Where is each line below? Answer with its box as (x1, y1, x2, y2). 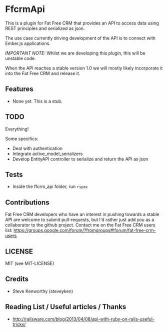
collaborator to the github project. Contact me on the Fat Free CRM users (5, 222, 156, 228)
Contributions (5, 198, 49, 206)
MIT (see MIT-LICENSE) (5, 260, 54, 266)
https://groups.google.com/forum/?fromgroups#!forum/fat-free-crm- (13, 227, 156, 233)
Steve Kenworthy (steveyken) (12, 288, 73, 294)
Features (5, 85, 33, 93)
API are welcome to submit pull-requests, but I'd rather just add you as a (5, 216, 154, 223)
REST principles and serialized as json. (5, 25, 85, 31)
